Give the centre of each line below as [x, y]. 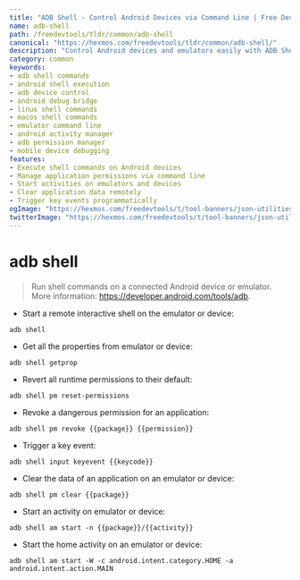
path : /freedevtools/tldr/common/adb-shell [92, 34]
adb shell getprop [43, 362]
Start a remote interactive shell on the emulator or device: [128, 313]
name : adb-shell [39, 26]
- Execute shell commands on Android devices [95, 167]
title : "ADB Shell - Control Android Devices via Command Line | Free [143, 17]
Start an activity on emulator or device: [94, 511]
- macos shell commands [54, 117]
